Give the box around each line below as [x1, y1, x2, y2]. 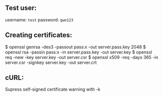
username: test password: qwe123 [5, 17, 74, 22]
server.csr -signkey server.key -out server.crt [5, 59, 97, 65]
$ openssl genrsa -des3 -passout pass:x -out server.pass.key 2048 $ [5, 44, 146, 50]
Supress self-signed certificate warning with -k [5, 86, 101, 92]
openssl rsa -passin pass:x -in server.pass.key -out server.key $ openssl [5, 49, 152, 55]
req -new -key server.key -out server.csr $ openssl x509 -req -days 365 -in [5, 54, 159, 60]
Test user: [5, 4, 37, 12]
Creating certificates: [5, 31, 73, 39]
